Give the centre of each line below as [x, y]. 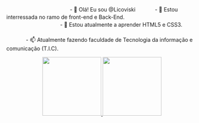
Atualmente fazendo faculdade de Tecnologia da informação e [115, 40]
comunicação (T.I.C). [32, 48]
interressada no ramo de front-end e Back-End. [66, 17]
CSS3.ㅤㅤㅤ [182, 25]
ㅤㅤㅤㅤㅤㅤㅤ [24, 32]
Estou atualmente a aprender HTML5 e [117, 25]
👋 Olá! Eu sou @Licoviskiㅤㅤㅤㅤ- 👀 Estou [126, 9]
